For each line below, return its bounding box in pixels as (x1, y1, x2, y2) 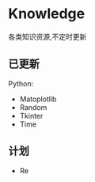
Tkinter (19, 111, 44, 120)
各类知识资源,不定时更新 (8, 32, 87, 41)
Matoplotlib (19, 94, 57, 104)
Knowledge (8, 5, 85, 23)
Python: (8, 78, 34, 88)
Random (19, 102, 47, 112)
